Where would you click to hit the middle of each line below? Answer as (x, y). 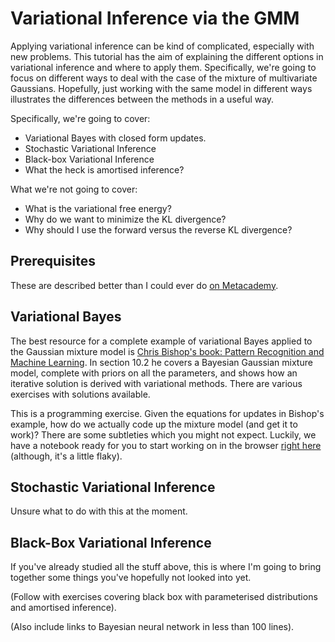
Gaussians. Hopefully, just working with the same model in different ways (161, 88)
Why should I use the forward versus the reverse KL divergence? (158, 229)
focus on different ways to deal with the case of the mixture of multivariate (164, 78)
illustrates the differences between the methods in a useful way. (142, 99)
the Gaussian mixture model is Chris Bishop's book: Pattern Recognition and (167, 351)
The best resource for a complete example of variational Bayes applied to (161, 341)
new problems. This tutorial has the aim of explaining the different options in (167, 56)
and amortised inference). (63, 608)
